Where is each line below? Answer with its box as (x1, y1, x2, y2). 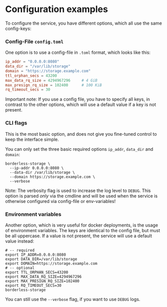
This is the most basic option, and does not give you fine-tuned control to (5, 131, 157, 137)
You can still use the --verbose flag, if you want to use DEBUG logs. (5, 296, 140, 302)
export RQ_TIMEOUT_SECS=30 (5, 283, 62, 288)
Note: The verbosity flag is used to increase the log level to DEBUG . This (5, 187, 151, 193)
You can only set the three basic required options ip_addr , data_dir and (5, 146, 153, 152)
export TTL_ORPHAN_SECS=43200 (5, 270, 69, 275)
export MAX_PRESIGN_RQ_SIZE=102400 (5, 278, 80, 283)
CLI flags (5, 120, 28, 127)
